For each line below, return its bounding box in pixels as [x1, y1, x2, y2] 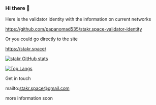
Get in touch [5, 75, 32, 82]
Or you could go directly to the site [5, 36, 78, 42]
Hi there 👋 [5, 5, 30, 12]
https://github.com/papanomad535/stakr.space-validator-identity [5, 26, 142, 32]
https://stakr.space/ [5, 46, 47, 52]
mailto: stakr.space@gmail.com [5, 85, 70, 91]
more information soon [5, 95, 53, 101]
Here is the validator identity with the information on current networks [5, 16, 151, 22]
